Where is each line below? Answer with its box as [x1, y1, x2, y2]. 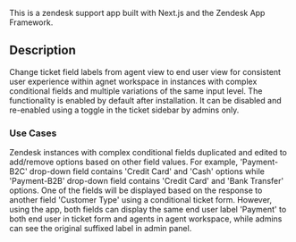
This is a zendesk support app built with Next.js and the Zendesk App [9, 8, 266, 18]
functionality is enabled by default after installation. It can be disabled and [9, 95, 282, 105]
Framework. [9, 17, 54, 28]
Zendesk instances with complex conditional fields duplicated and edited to [9, 147, 288, 158]
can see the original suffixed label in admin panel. [9, 223, 192, 234]
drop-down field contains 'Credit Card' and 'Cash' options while [30, 166, 266, 177]
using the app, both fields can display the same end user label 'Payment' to [9, 204, 287, 215]
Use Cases [9, 127, 57, 139]
